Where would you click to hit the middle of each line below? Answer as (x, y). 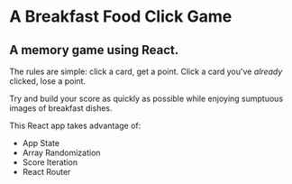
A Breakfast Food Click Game (121, 17)
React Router (46, 172)
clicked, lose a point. (48, 81)
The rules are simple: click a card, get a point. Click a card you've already (146, 71)
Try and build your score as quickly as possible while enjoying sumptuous (146, 98)
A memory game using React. (94, 50)
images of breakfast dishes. (61, 108)
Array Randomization (61, 152)
